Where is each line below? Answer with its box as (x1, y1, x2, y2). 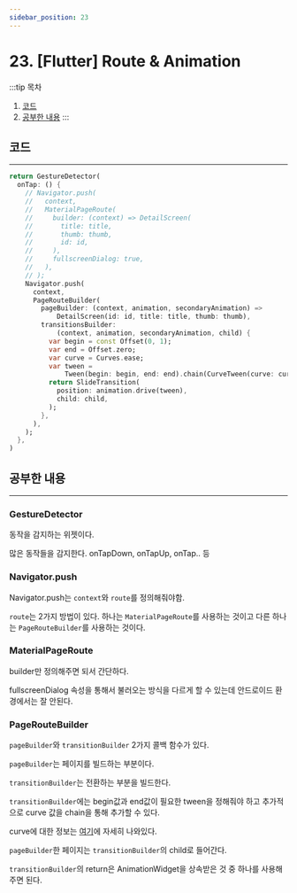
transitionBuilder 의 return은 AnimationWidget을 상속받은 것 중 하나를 (9, 864, 260, 874)
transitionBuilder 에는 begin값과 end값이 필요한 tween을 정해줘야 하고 (9, 796, 261, 807)
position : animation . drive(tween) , (56, 386, 188, 395)
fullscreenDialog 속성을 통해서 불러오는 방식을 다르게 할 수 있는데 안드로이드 (9, 684, 274, 695)
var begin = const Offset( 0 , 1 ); (48, 337, 172, 346)
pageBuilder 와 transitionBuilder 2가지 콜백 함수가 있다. (9, 740, 209, 750)
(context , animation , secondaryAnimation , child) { (56, 329, 251, 338)
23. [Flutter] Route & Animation (9, 50, 241, 71)
